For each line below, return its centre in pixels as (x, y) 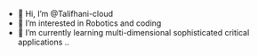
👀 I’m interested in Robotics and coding (89, 23)
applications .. (43, 42)
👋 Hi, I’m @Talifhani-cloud (65, 14)
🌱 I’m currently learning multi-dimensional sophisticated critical (133, 32)
